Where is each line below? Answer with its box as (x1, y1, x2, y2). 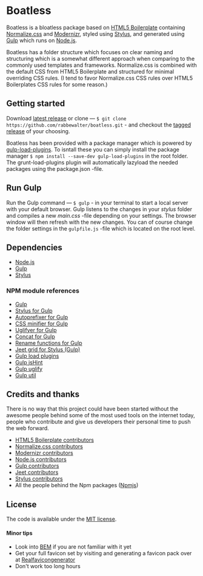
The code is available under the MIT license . (6, 515, 117, 523)
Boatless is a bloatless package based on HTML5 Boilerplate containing (6, 24, 185, 31)
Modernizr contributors (15, 449, 74, 457)
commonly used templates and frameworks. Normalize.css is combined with (6, 61, 197, 69)
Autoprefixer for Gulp (15, 313, 68, 321)
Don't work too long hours (15, 562, 81, 569)
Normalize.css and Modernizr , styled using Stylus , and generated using (6, 30, 185, 37)
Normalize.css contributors (15, 443, 83, 450)
